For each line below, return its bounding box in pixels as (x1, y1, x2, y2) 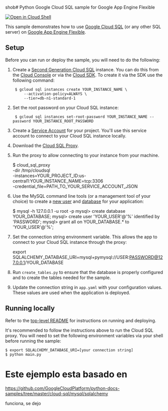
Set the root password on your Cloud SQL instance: (12, 104, 119, 110)
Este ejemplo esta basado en (5, 368, 127, 380)
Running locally (5, 304, 55, 313)
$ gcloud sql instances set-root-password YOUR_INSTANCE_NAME (15, 114, 148, 119)
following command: (12, 77, 55, 83)
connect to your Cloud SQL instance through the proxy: (12, 239, 127, 245)
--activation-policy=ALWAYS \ (24, 91, 87, 96)
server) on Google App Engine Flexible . (5, 29, 86, 35)
